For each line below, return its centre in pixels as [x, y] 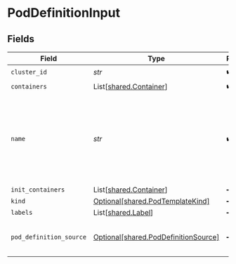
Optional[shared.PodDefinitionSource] [156, 237]
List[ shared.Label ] [123, 212]
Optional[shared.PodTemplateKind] [151, 201]
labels [22, 212]
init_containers [38, 190]
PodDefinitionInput [64, 13]
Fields [21, 39]
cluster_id [29, 72]
